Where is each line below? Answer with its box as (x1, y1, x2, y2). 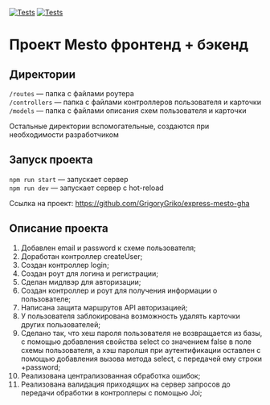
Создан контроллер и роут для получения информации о (20, 286, 218, 295)
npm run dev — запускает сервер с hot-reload (9, 183, 164, 192)
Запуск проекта (9, 153, 93, 167)
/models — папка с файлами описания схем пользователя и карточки (9, 106, 247, 115)
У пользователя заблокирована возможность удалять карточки (20, 311, 240, 321)
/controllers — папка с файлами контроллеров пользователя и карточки (9, 97, 262, 107)
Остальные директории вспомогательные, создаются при (9, 121, 210, 131)
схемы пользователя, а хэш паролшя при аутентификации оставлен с (20, 345, 261, 354)
